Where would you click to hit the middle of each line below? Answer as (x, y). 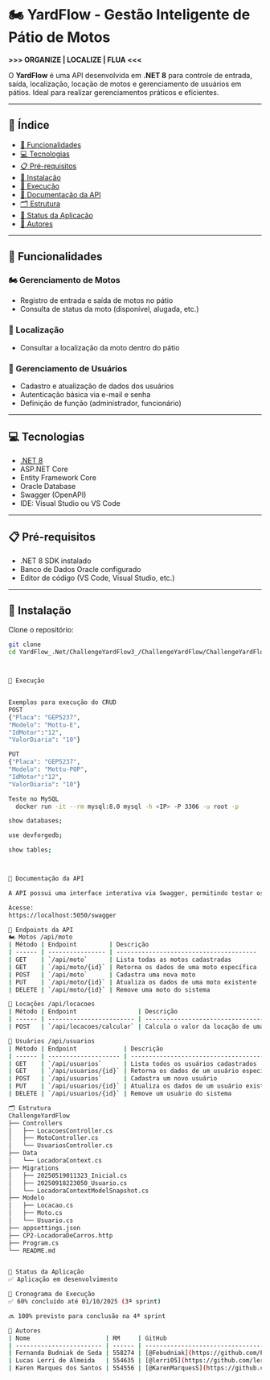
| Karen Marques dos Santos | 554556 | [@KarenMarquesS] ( (107, 1368)
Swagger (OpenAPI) (53, 495)
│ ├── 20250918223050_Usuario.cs (68, 1183)
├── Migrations (34, 1168)
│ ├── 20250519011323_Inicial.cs (68, 1175)
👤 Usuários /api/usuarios (51, 1041)
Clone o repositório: (41, 630)
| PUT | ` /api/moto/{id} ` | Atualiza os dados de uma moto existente (133, 982)
